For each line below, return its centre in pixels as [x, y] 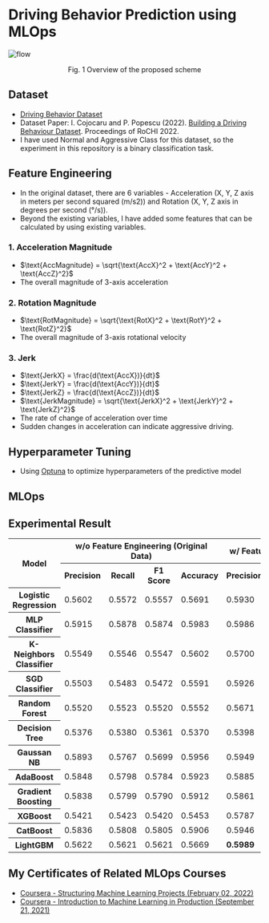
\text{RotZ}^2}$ [46, 329]
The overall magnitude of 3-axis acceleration [94, 281]
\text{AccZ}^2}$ [46, 273]
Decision [34, 727]
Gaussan [34, 752]
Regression [34, 605]
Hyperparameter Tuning [70, 452]
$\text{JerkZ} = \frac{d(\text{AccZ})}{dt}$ [90, 393]
